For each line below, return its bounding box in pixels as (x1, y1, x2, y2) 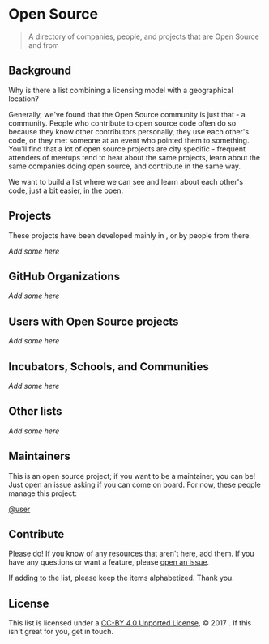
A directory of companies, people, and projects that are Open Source (28, 32, 259, 41)
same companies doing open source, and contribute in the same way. (8, 161, 241, 171)
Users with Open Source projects (8, 314, 179, 328)
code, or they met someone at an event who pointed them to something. (8, 135, 250, 145)
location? (8, 94, 39, 104)
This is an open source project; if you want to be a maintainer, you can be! (8, 471, 256, 480)
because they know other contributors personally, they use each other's (8, 126, 250, 136)
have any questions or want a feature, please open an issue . (8, 557, 209, 567)
